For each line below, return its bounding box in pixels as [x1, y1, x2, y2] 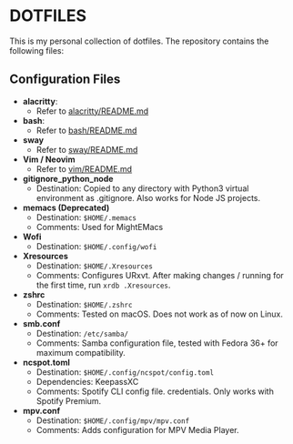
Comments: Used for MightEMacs [35, 221, 164, 232]
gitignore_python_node [22, 173, 114, 184]
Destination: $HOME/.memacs [35, 211, 137, 223]
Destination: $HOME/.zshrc [35, 298, 133, 309]
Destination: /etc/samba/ [35, 328, 129, 338]
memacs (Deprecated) [22, 202, 110, 213]
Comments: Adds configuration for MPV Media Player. [35, 424, 239, 435]
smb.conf [22, 318, 61, 328]
